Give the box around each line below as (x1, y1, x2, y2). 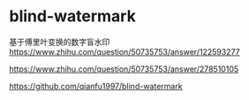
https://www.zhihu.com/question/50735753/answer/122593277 (9, 46, 240, 57)
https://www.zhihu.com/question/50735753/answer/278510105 (9, 64, 239, 74)
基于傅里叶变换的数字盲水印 (9, 36, 110, 47)
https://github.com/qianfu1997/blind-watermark (9, 81, 183, 91)
